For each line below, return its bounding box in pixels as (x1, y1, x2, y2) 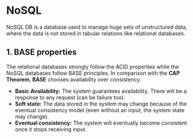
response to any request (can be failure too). (14, 93, 125, 101)
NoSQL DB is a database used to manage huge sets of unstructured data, (6, 23, 188, 31)
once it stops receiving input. (14, 125, 87, 132)
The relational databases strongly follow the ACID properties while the (6, 63, 179, 70)
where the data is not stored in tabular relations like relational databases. (6, 29, 186, 37)
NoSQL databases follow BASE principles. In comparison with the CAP (6, 69, 180, 77)
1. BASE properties (6, 47, 77, 58)
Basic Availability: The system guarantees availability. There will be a (14, 87, 187, 95)
